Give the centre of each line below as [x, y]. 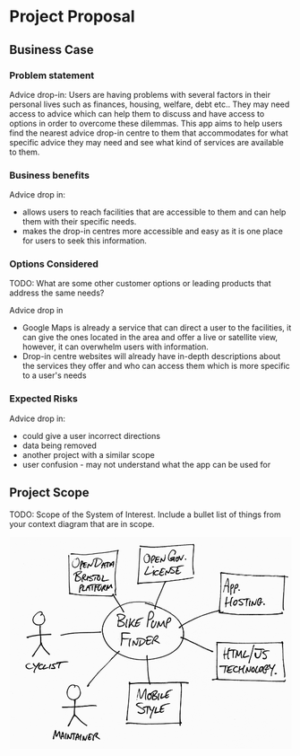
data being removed [59, 445]
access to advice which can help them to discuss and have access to [137, 113]
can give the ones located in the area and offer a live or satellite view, [150, 338]
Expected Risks [43, 399]
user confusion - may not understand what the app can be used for [146, 464]
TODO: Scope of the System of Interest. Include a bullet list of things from [145, 514]
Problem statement [52, 75]
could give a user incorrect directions [91, 435]
